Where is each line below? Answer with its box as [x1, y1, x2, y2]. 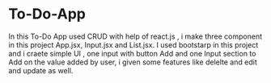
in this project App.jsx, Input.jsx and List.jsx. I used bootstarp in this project [8, 39, 259, 49]
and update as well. [8, 65, 74, 75]
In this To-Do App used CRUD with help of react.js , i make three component [8, 31, 263, 41]
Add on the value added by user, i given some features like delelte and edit [8, 57, 257, 67]
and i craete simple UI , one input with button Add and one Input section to [8, 48, 256, 58]
